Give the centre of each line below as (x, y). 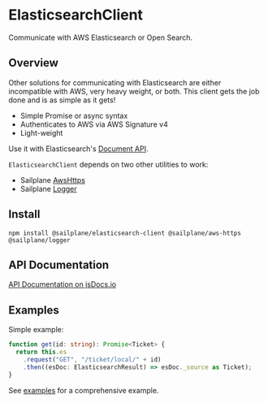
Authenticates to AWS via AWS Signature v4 (94, 124)
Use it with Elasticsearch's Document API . (78, 149)
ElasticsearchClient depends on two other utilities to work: (108, 164)
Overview (34, 63)
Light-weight (41, 132)
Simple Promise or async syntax (74, 115)
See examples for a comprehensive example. (84, 390)
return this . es (41, 352)
